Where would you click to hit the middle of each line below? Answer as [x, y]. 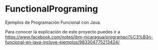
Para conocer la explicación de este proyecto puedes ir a [63, 32]
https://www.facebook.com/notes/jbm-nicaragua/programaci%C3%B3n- [79, 37]
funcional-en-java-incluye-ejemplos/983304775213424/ [62, 42]
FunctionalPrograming [52, 9]
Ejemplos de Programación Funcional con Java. [53, 22]
